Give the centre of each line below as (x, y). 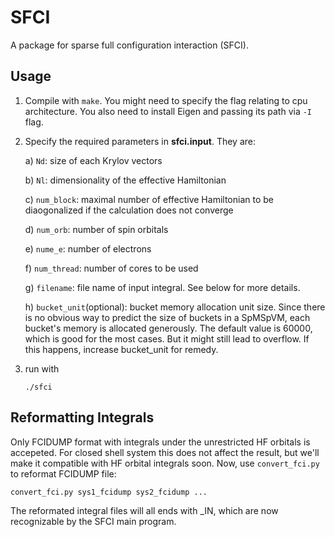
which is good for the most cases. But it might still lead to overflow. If (167, 338)
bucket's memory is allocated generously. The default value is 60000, (168, 328)
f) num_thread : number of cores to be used (111, 268)
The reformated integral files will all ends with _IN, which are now (144, 510)
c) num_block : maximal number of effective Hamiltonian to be (149, 199)
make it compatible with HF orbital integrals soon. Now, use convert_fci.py (165, 463)
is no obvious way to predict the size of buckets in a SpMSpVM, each (167, 317)
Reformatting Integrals (82, 417)
